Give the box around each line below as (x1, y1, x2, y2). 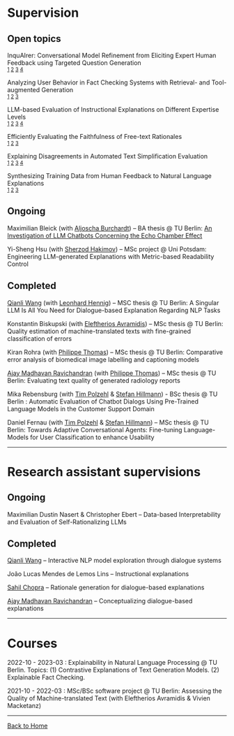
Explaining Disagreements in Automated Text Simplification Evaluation (7, 152, 208, 160)
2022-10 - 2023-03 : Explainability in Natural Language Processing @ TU (7, 658, 218, 667)
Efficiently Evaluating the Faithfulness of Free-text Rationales (7, 133, 182, 140)
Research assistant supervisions (7, 464, 201, 480)
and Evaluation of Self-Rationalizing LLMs (7, 517, 127, 526)
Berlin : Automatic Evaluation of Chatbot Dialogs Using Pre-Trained (7, 397, 199, 406)
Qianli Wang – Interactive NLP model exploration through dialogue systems (7, 557, 221, 565)
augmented (7, 86, 40, 94)
